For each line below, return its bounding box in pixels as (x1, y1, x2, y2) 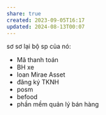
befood (16, 93, 38, 101)
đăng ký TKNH (16, 78, 59, 86)
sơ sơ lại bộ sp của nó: (6, 43, 71, 51)
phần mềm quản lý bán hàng (16, 100, 99, 109)
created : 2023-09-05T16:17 (6, 17, 85, 24)
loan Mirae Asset (16, 70, 66, 79)
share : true (6, 10, 41, 17)
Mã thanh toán (16, 56, 59, 64)
